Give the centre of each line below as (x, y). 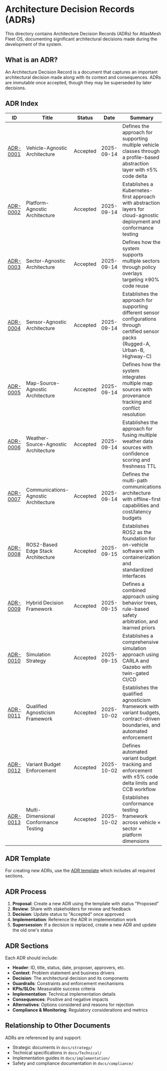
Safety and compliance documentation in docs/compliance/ (73, 1063)
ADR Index (22, 104)
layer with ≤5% (140, 170)
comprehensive (141, 642)
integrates (134, 377)
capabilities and (141, 505)
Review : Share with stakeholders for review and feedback (72, 909)
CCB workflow (139, 789)
